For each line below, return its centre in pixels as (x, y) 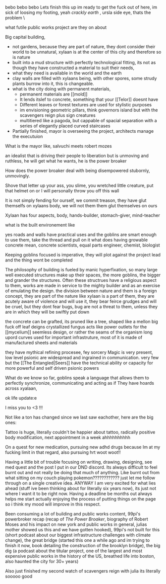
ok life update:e (21, 398)
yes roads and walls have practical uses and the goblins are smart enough (81, 235)
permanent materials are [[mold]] (54, 94)
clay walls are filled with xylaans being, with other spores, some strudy (84, 78)
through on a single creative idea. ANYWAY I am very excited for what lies (81, 483)
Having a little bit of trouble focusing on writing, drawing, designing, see (79, 462)
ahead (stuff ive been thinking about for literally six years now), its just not (81, 488)
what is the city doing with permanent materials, (61, 89)
